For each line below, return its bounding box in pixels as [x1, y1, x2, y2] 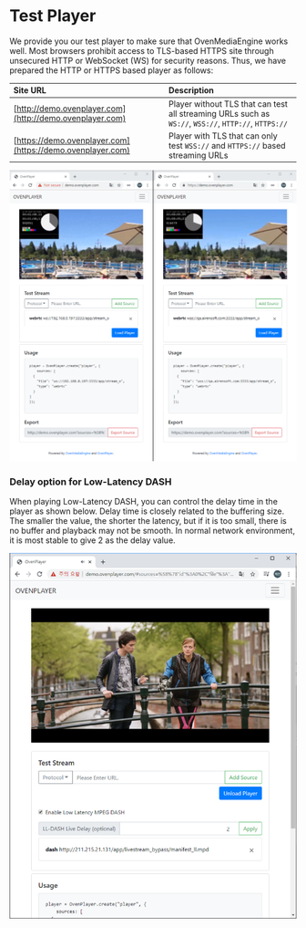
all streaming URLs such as [168, 108, 270, 119]
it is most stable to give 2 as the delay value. [9, 535, 176, 546]
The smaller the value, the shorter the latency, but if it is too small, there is [9, 516, 287, 527]
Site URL [13, 85, 47, 96]
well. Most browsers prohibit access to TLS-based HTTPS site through [9, 45, 275, 56]
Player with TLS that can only [168, 130, 278, 141]
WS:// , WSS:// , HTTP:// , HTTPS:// [168, 118, 289, 129]
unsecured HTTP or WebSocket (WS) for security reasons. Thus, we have [9, 55, 287, 66]
